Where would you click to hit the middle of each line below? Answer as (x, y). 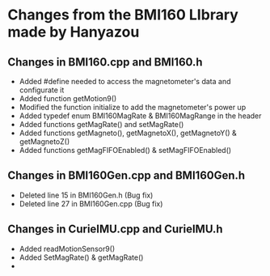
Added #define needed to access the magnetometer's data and (125, 81)
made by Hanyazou (74, 32)
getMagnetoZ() (44, 142)
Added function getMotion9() (68, 98)
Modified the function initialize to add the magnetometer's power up (133, 107)
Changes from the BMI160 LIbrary (123, 15)
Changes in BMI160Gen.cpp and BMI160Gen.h (127, 176)
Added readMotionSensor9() (67, 248)
